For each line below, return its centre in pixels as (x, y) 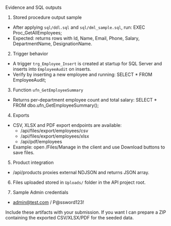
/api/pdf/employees (41, 142)
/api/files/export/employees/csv (54, 131)
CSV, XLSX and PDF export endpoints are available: (67, 125)
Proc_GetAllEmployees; (37, 33)
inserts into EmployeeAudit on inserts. (52, 69)
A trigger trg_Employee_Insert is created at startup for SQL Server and (87, 63)
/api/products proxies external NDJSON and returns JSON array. (81, 172)
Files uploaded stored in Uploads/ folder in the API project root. (79, 182)
